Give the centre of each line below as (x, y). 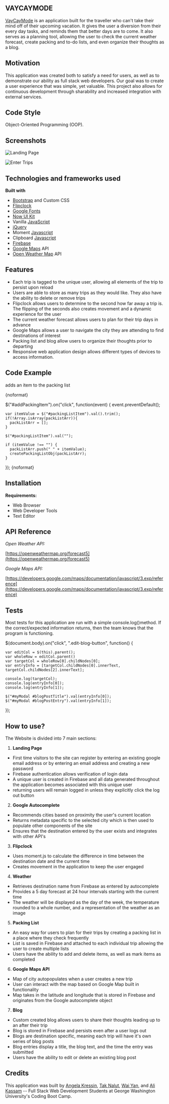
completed (24, 959)
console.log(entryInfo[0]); (35, 683)
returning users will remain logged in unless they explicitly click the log (86, 790)
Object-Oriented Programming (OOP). (45, 125)
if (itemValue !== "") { (31, 445)
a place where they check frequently (51, 937)
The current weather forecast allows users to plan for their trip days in (85, 319)
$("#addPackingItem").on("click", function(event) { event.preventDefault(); (83, 404)
